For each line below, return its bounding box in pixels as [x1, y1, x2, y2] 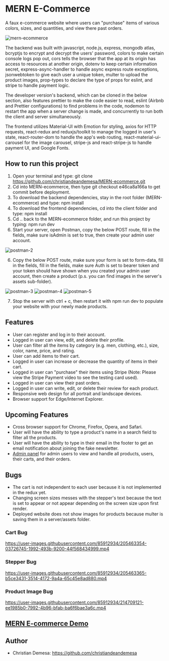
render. [12, 506, 28, 512]
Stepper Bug [5, 558, 37, 565]
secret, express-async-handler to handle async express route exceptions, [5, 66, 159, 72]
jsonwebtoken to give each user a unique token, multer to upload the [5, 71, 148, 77]
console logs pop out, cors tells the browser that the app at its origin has [5, 55, 156, 61]
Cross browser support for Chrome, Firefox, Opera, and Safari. [12, 424, 143, 430]
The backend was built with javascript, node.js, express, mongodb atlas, [5, 44, 155, 51]
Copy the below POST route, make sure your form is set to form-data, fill [12, 257, 163, 263]
